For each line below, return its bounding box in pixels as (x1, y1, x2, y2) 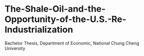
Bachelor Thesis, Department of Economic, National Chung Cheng (4, 40, 140, 46)
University (4, 45, 26, 51)
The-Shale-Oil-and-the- (4, 3, 106, 15)
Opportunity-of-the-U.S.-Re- (4, 14, 127, 25)
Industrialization (4, 24, 73, 35)
